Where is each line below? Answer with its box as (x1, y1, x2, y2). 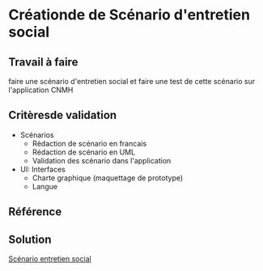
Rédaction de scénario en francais (32, 138, 147, 148)
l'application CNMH (8, 85, 74, 95)
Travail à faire (8, 55, 78, 69)
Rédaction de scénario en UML (32, 147, 136, 157)
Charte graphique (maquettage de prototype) (32, 172, 184, 183)
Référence (8, 205, 62, 219)
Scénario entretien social (8, 254, 91, 264)
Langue (32, 181, 58, 191)
